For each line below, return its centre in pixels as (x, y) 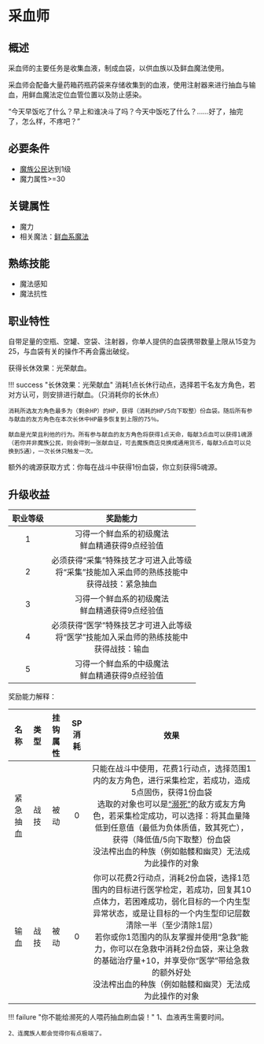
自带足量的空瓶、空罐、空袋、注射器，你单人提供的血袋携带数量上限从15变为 (132, 342)
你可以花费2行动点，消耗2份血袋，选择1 (168, 878)
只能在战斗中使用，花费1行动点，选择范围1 (171, 769)
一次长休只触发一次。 (67, 451)
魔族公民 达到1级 (45, 169)
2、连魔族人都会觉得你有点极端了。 (57, 1034)
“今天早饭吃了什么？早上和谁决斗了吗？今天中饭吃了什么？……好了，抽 (123, 111)
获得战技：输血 (122, 649)
